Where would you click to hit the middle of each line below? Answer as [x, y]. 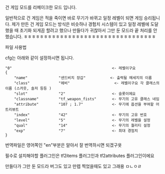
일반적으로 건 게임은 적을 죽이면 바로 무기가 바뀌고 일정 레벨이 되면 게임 [74, 18]
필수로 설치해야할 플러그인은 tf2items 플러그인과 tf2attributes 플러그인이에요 [80, 156]
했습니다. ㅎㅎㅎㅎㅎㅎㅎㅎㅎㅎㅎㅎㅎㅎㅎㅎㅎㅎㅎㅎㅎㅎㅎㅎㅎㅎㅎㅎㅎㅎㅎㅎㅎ [81, 37]
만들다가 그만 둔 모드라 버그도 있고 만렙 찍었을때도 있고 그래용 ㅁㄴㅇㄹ [73, 166]
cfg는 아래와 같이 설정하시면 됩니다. [40, 58]
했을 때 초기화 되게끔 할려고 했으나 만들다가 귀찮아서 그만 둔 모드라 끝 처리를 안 [81, 30]
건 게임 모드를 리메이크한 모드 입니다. [41, 7]
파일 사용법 [16, 47]
